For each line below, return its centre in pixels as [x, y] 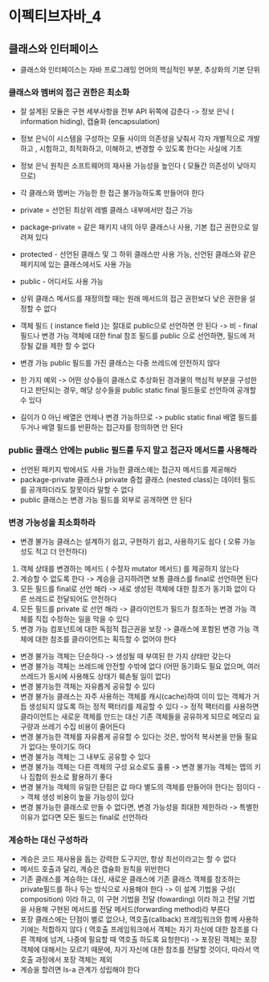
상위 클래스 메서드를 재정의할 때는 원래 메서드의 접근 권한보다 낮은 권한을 [133, 299]
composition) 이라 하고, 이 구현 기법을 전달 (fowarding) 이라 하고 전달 [130, 899]
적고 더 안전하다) [61, 551]
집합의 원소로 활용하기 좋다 [70, 777]
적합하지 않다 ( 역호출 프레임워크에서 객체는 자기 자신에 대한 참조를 [146, 930]
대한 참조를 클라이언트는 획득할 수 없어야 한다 [106, 639]
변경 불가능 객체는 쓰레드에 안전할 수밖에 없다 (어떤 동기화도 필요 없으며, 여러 [140, 666]
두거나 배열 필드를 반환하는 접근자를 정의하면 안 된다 [101, 427]
